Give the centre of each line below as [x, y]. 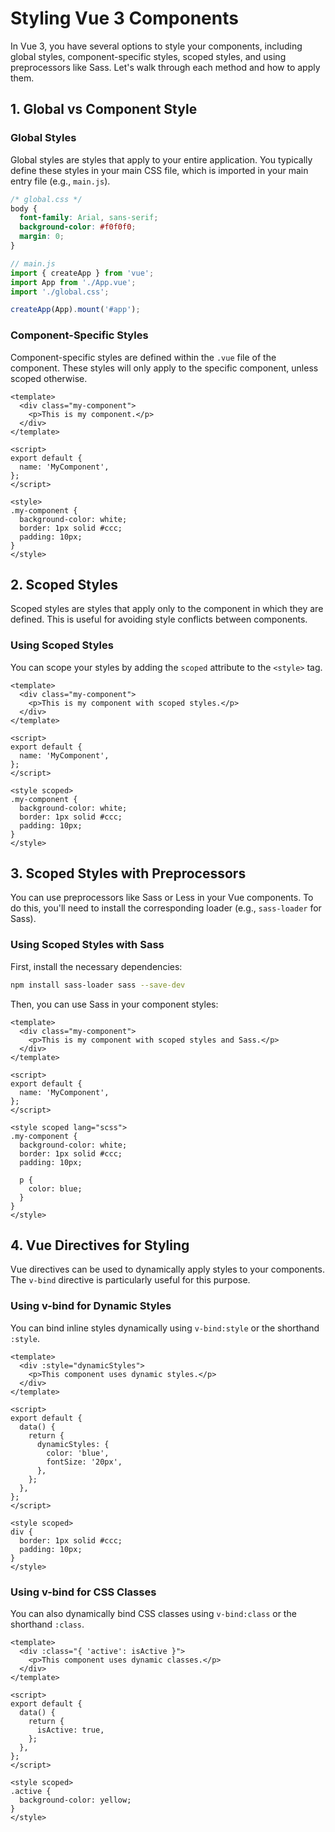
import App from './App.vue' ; [73, 282]
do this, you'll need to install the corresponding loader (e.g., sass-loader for [166, 908]
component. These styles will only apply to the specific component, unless [164, 368]
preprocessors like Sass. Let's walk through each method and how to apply [165, 67]
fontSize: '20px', [84, 1462]
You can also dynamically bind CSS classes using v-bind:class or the [153, 1614]
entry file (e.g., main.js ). [60, 181]
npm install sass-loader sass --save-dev [98, 985]
